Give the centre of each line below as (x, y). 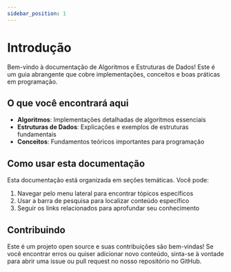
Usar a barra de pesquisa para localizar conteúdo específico (103, 201)
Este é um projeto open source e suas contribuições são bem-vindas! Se (110, 246)
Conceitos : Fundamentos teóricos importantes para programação (111, 142)
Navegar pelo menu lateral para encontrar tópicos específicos (105, 193)
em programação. (32, 81)
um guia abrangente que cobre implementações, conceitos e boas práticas (114, 74)
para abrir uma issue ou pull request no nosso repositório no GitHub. (104, 261)
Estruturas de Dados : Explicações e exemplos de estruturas (103, 127)
